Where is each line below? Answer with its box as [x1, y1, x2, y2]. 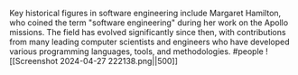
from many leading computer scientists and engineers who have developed [9, 36, 291, 47]
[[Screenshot [9, 56, 59, 66]
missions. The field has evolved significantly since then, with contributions [9, 27, 286, 37]
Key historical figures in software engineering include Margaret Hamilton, [9, 8, 282, 18]
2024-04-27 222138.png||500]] [60, 56, 179, 66]
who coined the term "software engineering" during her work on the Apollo [9, 17, 289, 28]
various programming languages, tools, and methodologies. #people [9, 46, 264, 57]
